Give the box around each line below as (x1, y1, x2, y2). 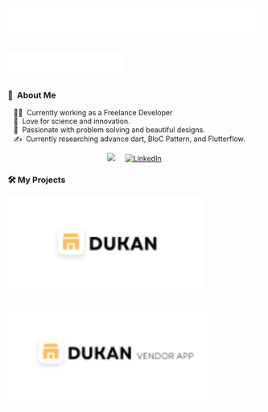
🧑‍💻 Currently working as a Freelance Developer (13, 108, 173, 118)
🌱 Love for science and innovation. (13, 116, 130, 127)
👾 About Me (7, 89, 57, 101)
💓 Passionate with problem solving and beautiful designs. (13, 125, 206, 135)
